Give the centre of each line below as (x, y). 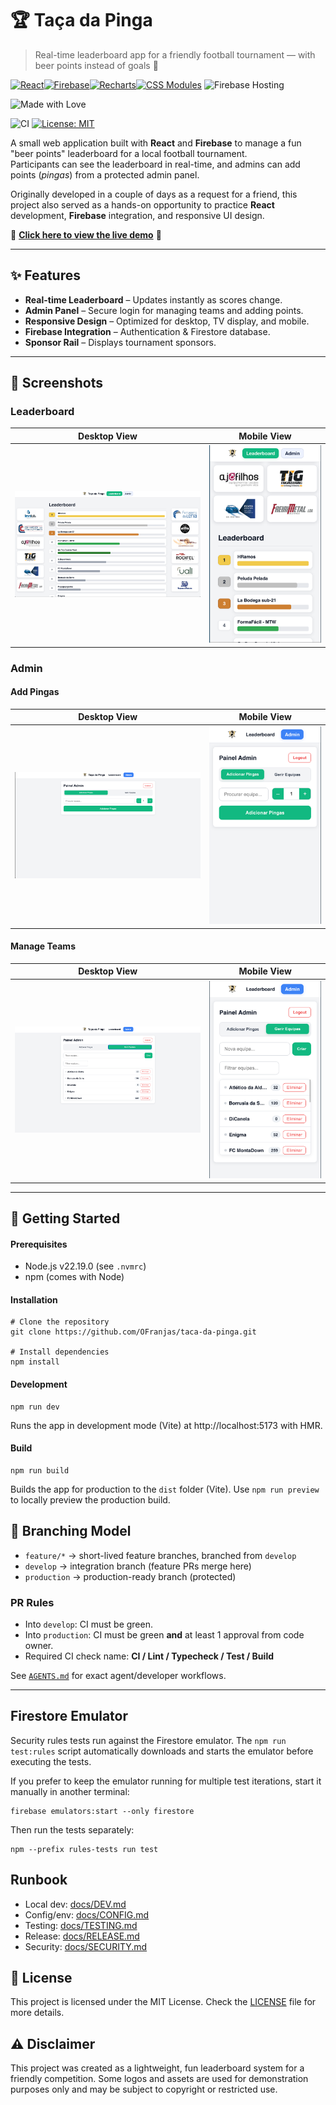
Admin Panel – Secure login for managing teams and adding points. (164, 310)
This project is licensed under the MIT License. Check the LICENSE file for (163, 2002)
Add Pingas (35, 692)
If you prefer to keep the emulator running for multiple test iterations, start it (166, 1781)
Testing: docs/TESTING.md (81, 1925)
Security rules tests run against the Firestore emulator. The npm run (148, 1740)
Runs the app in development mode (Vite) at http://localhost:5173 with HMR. (166, 1425)
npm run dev (35, 1407)
